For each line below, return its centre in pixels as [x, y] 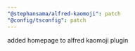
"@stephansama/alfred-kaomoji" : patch [64, 14]
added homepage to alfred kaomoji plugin [68, 40]
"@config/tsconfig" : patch [47, 20]
